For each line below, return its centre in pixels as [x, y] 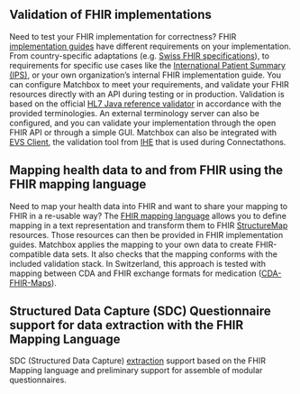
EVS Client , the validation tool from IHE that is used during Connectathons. [148, 142]
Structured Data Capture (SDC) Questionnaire [141, 312]
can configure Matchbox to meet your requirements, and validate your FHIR [150, 84]
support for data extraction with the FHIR [127, 325]
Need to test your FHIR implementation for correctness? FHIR [123, 36]
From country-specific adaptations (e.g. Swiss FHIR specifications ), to [140, 55]
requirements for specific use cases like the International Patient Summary [148, 65]
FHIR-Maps [31, 282]
